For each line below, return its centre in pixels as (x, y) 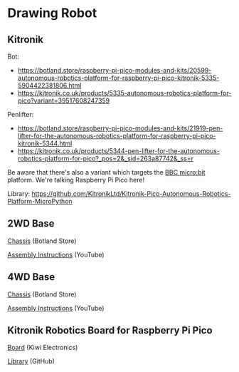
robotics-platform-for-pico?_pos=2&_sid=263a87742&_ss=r (106, 159)
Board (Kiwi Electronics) (43, 348)
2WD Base (31, 223)
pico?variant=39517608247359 (64, 100)
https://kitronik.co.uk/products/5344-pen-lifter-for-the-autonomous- (119, 151)
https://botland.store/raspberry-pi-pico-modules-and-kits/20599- (115, 70)
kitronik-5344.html (45, 143)
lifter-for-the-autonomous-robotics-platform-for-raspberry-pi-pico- (117, 136)
